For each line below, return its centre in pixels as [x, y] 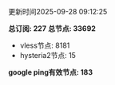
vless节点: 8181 [45, 45]
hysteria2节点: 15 [48, 55]
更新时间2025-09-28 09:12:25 [58, 12]
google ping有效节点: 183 [51, 72]
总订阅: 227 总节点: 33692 [52, 29]
